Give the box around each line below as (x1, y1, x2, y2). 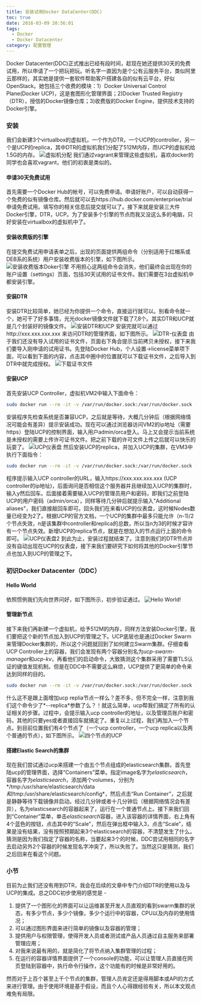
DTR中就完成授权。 (6, 360, 54, 367)
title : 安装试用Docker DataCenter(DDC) (6, 8, 103, 15)
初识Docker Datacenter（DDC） (6, 566, 101, 575)
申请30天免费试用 (6, 173, 50, 181)
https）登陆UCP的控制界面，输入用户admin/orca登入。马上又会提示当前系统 (6, 428, 195, 436)
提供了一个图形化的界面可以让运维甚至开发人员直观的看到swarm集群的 (14, 902, 191, 910)
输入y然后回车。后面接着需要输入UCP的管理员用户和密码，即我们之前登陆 (6, 489, 189, 497)
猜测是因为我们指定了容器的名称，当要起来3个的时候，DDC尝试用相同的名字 (6, 836, 195, 843)
